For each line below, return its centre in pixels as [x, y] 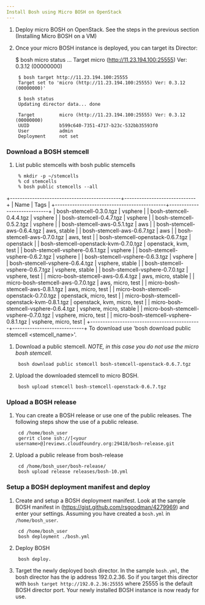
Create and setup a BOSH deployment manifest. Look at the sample [100, 500]
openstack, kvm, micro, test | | [111, 302]
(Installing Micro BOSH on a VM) [56, 36]
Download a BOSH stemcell [48, 152]
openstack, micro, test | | [92, 295]
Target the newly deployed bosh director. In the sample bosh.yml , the [102, 570]
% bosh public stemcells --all [58, 187]
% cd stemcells [37, 181]
